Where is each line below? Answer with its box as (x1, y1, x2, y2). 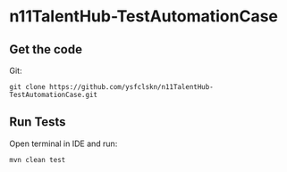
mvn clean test (9, 155, 66, 164)
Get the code (9, 42, 83, 57)
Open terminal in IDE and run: (9, 138, 118, 149)
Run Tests (9, 114, 66, 130)
